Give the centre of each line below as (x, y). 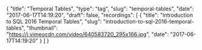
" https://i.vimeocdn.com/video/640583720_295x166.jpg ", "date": (88, 34)
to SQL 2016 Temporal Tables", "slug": (54, 21)
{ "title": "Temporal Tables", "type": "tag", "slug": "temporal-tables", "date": (100, 9)
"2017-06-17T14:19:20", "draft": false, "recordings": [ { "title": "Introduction (99, 15)
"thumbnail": (42, 28)
